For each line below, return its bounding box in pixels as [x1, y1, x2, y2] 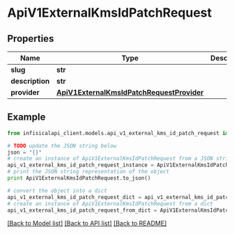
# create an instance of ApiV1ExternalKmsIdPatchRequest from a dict [7, 200, 214, 207]
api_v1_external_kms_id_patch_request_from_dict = [7, 207, 157, 214]
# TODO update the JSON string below [7, 142, 117, 149]
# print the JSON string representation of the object [7, 169, 170, 175]
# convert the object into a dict [7, 187, 108, 194]
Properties [7, 33, 54, 45]
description [10, 77, 50, 86]
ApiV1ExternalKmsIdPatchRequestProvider [56, 88, 204, 97]
